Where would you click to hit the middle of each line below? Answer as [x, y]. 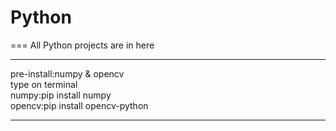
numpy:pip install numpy [61, 95]
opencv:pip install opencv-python [79, 105]
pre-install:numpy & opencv [67, 73]
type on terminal [44, 84]
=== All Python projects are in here [82, 45]
